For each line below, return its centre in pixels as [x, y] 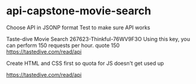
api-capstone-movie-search [79, 11]
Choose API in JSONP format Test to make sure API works [78, 27]
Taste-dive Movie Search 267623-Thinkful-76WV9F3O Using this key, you [98, 39]
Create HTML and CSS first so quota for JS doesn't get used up [85, 63]
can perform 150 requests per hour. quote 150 [63, 45]
